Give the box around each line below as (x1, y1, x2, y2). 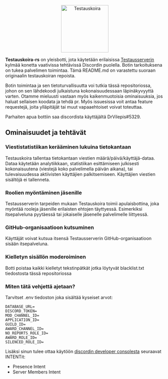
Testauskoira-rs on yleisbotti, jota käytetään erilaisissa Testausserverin (5, 57, 154, 63)
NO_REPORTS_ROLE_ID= (5, 330, 49, 336)
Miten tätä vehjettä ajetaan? (5, 283, 76, 290)
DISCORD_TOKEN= (5, 308, 37, 313)
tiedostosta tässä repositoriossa (5, 270, 72, 276)
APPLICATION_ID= (5, 317, 39, 322)
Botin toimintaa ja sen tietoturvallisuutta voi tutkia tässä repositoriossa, (5, 82, 152, 88)
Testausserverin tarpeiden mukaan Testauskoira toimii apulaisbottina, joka (5, 200, 159, 207)
